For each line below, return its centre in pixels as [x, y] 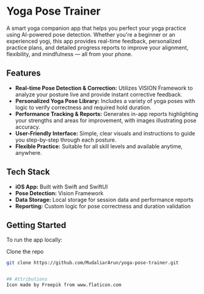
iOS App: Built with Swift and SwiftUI [61, 187]
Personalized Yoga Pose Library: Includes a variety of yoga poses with [105, 101]
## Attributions [27, 279]
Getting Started [36, 225]
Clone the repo [25, 252]
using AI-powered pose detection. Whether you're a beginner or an [91, 34]
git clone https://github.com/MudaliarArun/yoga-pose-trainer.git [93, 263]
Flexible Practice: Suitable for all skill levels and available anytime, [99, 146]
